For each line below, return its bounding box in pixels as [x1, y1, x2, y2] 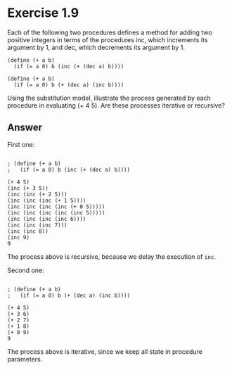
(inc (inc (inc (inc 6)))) [7, 215, 86, 222]
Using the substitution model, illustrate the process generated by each [7, 94, 211, 102]
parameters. [7, 355, 43, 363]
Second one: [7, 266, 44, 274]
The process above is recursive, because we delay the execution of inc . [7, 252, 217, 261]
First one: [7, 140, 35, 148]
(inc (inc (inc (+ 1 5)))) [7, 197, 86, 204]
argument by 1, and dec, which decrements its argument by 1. [7, 43, 185, 51]
